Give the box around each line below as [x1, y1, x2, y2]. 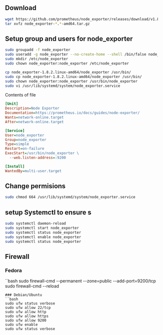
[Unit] [5, 101, 18, 106]
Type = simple [5, 142, 29, 147]
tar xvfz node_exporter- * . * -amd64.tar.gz [5, 21, 90, 26]
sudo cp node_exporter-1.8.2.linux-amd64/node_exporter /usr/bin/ [5, 74, 142, 79]
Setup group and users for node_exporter [5, 34, 133, 43]
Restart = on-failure [5, 146, 45, 151]
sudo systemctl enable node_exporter [5, 235, 81, 239]
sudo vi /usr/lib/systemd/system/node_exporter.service [5, 83, 120, 88]
